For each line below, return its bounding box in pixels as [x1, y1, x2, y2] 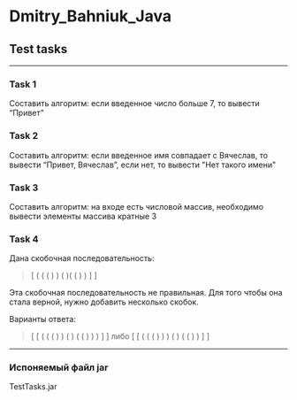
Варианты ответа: [9, 314, 77, 325]
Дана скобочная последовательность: [9, 253, 155, 264]
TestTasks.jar [9, 381, 57, 392]
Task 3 [9, 181, 39, 194]
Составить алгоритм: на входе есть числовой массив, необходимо [9, 201, 264, 212]
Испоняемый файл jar [9, 361, 109, 373]
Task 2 [9, 130, 39, 142]
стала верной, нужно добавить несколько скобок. [9, 296, 199, 307]
